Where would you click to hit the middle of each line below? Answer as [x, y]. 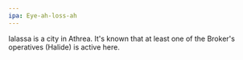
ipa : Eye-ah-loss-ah [43, 16]
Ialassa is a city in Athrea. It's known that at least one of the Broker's [122, 38]
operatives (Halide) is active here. [64, 47]
